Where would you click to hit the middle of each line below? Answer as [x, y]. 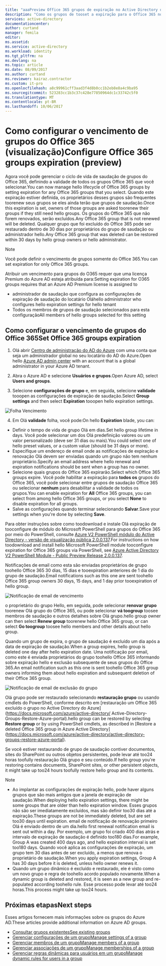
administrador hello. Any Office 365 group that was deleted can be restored [82, 234]
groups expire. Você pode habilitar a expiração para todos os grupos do [86, 477]
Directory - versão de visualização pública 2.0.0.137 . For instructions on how [82, 540]
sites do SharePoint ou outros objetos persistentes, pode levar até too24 [79, 754]
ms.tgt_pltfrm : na [24, 56]
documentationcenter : [27, 24]
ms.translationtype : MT [30, 97]
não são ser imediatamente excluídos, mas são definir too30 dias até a [84, 810]
